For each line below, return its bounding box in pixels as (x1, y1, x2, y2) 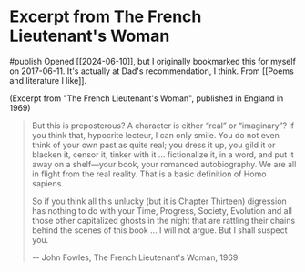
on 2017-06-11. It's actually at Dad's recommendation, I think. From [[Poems (9, 65, 294, 76)
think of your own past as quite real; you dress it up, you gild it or (31, 139, 276, 150)
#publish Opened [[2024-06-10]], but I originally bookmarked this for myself (9, 55, 296, 66)
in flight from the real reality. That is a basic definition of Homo (31, 168, 267, 179)
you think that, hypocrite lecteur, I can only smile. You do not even (31, 129, 280, 140)
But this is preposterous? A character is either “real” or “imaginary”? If (31, 120, 294, 131)
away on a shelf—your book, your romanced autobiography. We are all (31, 158, 297, 169)
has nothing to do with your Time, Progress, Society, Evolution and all (31, 205, 293, 216)
